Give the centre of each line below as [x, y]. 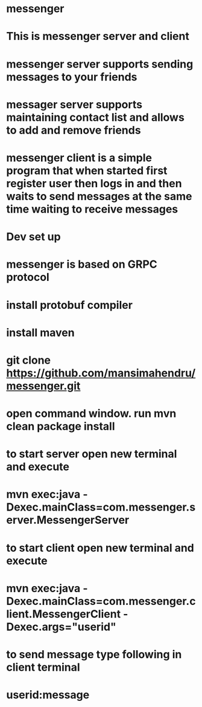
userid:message [48, 695]
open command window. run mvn [91, 414]
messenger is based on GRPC [82, 264]
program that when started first [87, 170]
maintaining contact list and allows [96, 117]
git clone [29, 360]
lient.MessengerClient [64, 614]
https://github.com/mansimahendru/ [101, 373]
